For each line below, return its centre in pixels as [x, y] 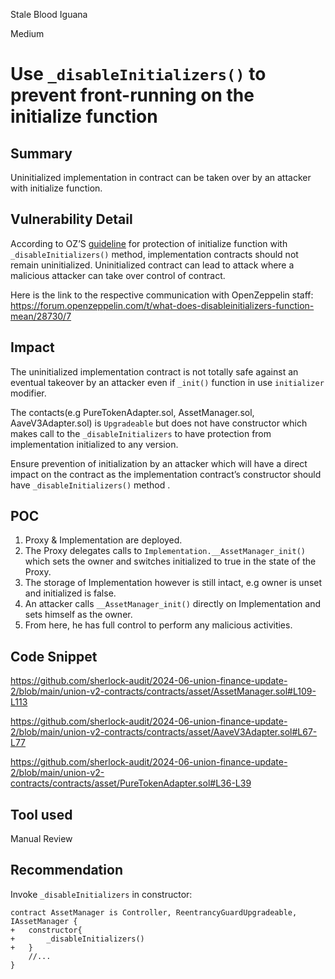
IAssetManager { [44, 921]
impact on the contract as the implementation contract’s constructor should [166, 474]
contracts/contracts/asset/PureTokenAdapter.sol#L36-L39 [131, 783]
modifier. [28, 393]
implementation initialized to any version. [94, 444]
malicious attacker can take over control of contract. [118, 275]
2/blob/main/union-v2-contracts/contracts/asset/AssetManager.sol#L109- [163, 691]
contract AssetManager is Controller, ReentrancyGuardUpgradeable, [154, 912]
